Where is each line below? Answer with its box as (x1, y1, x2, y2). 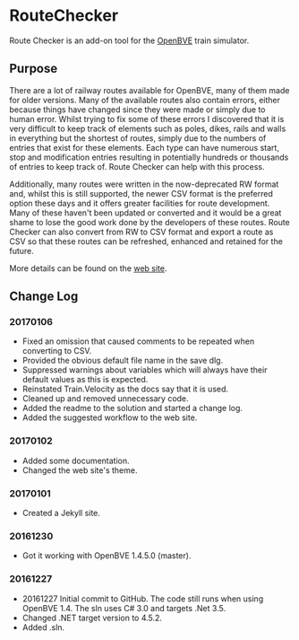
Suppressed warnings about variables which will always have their (21, 364, 268, 375)
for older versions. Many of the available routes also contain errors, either (9, 94, 280, 105)
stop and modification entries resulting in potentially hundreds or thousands (9, 152, 289, 162)
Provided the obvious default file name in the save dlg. (21, 355, 224, 366)
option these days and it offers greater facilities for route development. (9, 197, 270, 208)
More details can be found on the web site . (9, 262, 167, 274)
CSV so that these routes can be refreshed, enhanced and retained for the (9, 235, 284, 247)
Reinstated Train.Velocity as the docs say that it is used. (21, 383, 229, 395)
